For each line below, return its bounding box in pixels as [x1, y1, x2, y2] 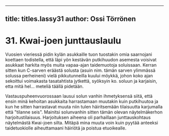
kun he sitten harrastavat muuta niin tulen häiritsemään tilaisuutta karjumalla [5, 104, 163, 110]
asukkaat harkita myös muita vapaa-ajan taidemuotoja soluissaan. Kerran [5, 62, 157, 68]
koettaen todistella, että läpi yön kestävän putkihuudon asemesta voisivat [5, 57, 157, 63]
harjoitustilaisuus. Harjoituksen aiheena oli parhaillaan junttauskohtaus [5, 114, 151, 120]
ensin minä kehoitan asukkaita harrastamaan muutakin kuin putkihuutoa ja [5, 98, 158, 104]
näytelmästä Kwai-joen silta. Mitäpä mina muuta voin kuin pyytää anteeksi [5, 120, 158, 126]
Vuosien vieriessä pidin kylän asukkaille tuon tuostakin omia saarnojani [5, 51, 152, 58]
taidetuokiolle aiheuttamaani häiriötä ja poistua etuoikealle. [5, 125, 127, 131]
